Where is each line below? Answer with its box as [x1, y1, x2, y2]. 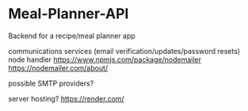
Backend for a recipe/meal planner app [8, 31, 136, 40]
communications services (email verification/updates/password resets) [8, 46, 240, 55]
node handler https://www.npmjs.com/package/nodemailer [8, 55, 202, 64]
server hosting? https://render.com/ [8, 94, 124, 103]
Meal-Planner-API [8, 5, 129, 23]
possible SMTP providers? [8, 78, 94, 88]
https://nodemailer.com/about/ [8, 63, 109, 72]
